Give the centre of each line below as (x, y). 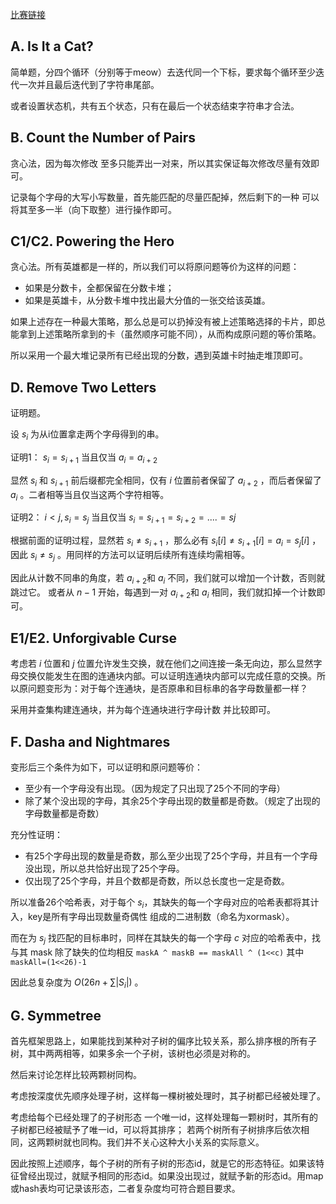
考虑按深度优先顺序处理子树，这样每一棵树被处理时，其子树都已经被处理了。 (168, 1096)
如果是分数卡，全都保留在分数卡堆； (99, 288)
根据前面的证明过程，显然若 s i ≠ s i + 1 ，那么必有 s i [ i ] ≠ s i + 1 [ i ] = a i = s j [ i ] (160, 541)
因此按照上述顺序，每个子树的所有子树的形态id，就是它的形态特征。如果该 (163, 1164)
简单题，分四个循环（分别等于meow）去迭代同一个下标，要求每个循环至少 (163, 72)
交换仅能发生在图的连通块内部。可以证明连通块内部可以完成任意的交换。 (167, 676)
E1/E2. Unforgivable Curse (93, 638)
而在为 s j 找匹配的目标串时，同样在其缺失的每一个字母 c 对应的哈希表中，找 (165, 938)
